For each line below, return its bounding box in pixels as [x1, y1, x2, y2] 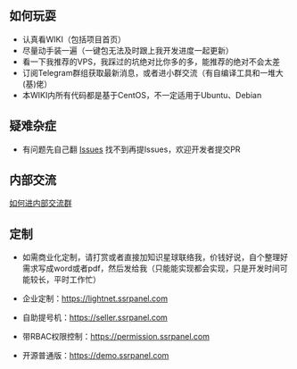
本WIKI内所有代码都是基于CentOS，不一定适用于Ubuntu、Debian [21, 89, 262, 100]
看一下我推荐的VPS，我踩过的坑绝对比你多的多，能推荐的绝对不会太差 [21, 56, 281, 67]
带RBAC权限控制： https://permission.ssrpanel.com [21, 331, 210, 342]
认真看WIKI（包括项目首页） [21, 34, 127, 45]
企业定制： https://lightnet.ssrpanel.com [21, 293, 168, 304]
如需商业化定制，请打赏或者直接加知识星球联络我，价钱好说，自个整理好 [21, 252, 288, 263]
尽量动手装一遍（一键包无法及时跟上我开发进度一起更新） [21, 45, 234, 55]
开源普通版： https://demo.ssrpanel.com [21, 350, 169, 361]
